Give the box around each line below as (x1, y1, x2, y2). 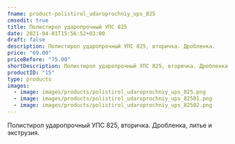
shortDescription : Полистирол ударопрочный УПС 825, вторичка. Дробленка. (7, 63, 231, 70)
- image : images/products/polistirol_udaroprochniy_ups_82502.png (13, 102, 212, 109)
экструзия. (7, 128, 40, 137)
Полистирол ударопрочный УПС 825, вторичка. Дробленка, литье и (7, 121, 212, 129)
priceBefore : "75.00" (7, 56, 71, 63)
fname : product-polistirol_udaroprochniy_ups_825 (7, 10, 156, 18)
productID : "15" (7, 69, 55, 76)
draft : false (7, 37, 46, 44)
